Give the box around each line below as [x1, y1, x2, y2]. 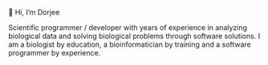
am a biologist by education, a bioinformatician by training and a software [8, 40, 251, 49]
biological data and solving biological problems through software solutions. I [8, 32, 261, 40]
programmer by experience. [8, 48, 101, 57]
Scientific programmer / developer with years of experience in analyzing [8, 23, 247, 32]
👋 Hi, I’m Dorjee [8, 8, 60, 17]
